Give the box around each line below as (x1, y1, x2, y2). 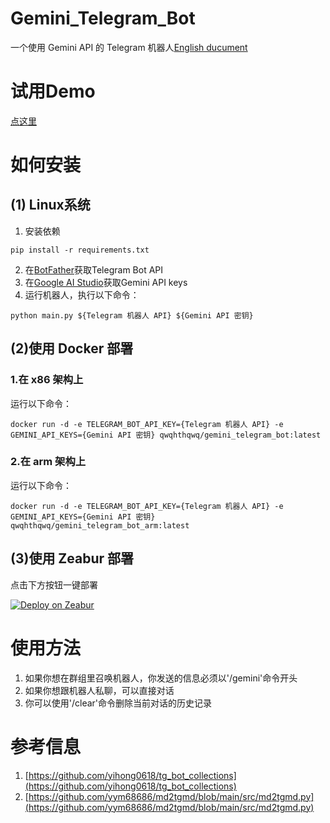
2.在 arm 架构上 (10, 455, 87, 469)
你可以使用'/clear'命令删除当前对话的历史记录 (24, 697, 213, 709)
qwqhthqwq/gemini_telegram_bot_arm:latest (10, 520, 190, 531)
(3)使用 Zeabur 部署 (10, 550, 135, 567)
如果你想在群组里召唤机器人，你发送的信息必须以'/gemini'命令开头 (24, 672, 298, 684)
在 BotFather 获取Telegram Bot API (24, 263, 164, 276)
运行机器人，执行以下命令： (24, 288, 140, 301)
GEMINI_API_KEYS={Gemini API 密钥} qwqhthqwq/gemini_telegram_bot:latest (10, 430, 322, 440)
